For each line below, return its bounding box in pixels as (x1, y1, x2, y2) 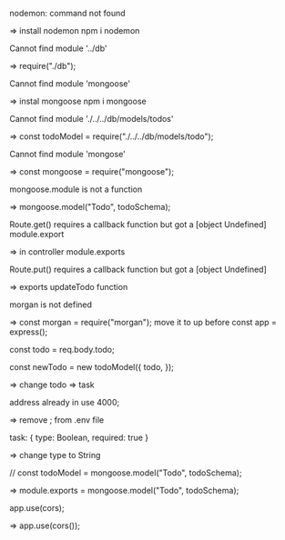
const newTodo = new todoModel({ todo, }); (9, 362, 175, 372)
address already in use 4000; (9, 397, 120, 407)
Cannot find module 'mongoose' (9, 78, 130, 89)
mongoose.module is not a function (9, 184, 143, 195)
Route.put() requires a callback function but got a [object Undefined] (9, 264, 267, 275)
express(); (9, 326, 48, 337)
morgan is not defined (9, 299, 93, 310)
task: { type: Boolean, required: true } (9, 432, 149, 443)
